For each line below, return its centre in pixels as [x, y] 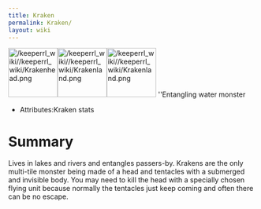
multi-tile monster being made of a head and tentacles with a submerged [127, 172]
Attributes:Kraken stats [57, 110]
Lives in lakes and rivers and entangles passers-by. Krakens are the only [126, 163]
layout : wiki [30, 30]
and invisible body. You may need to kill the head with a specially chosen [127, 180]
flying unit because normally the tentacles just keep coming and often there [131, 189]
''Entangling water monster [201, 94]
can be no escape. [38, 196]
